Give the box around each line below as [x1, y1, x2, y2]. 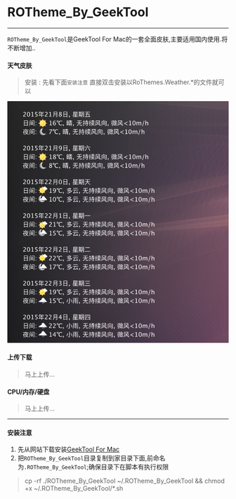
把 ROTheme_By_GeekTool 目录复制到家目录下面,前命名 [17, 454, 166, 463]
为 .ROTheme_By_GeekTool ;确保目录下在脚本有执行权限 [17, 463, 169, 471]
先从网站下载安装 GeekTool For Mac [17, 445, 120, 453]
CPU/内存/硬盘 [7, 387, 50, 396]
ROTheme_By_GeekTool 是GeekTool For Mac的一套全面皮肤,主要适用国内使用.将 [7, 34, 228, 43]
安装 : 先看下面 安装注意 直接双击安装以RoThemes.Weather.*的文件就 [24, 78, 219, 86]
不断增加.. [7, 44, 37, 52]
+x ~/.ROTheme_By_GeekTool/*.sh [24, 484, 124, 493]
